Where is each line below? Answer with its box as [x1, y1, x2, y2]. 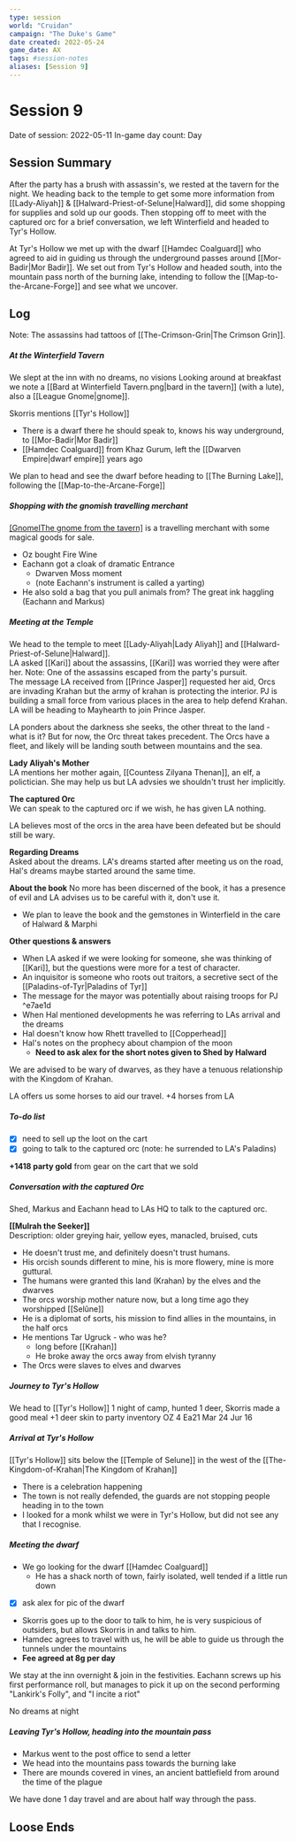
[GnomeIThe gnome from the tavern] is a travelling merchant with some [9, 523, 270, 534]
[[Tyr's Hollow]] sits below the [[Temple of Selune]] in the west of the [9, 1455, 262, 1466]
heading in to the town [21, 1500, 104, 1511]
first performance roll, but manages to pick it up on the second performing [9, 1679, 280, 1691]
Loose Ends [9, 1820, 75, 1835]
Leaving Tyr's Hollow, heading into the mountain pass [9, 1726, 212, 1737]
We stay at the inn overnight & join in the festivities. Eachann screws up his [9, 1670, 282, 1681]
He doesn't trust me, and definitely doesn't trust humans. [21, 1247, 231, 1258]
